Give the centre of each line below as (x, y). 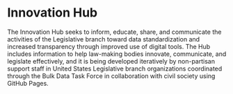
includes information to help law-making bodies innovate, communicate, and (117, 54)
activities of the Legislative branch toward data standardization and (104, 39)
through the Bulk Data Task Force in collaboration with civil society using (111, 76)
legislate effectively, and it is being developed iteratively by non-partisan (111, 61)
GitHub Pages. (28, 83)
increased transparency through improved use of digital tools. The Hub (109, 46)
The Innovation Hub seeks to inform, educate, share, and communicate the (114, 32)
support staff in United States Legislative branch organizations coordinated (115, 68)
